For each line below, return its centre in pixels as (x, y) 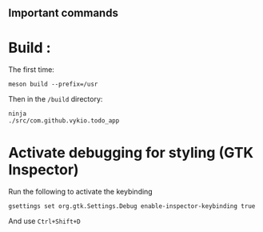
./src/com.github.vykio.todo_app (64, 121)
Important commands (63, 13)
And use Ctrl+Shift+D (45, 221)
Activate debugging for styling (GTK (131, 152)
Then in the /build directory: (56, 99)
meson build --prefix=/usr (53, 84)
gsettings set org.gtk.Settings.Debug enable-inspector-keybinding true (132, 206)
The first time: (31, 70)
